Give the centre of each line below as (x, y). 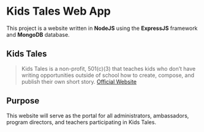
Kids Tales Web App (59, 11)
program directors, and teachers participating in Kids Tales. (81, 122)
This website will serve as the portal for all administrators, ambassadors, (98, 116)
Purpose (23, 101)
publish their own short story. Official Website (79, 81)
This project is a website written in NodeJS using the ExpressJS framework (102, 28)
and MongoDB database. (38, 34)
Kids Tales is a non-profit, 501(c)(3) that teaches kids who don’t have (108, 68)
